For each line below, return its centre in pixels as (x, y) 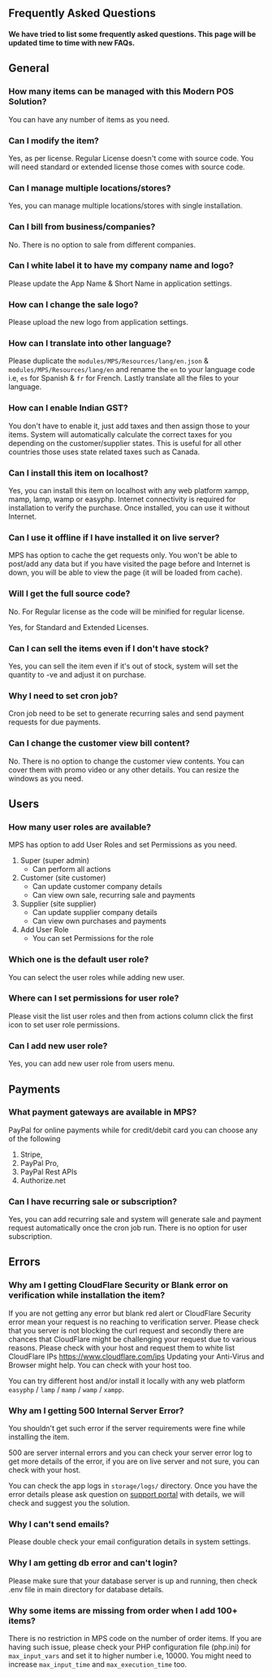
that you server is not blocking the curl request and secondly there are (126, 1330)
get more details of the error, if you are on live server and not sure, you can (134, 1461)
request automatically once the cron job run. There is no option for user (128, 1228)
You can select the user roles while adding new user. (97, 977)
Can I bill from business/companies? (82, 227)
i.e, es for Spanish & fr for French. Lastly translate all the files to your (124, 379)
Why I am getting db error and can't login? (93, 1563)
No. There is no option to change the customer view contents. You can (127, 761)
